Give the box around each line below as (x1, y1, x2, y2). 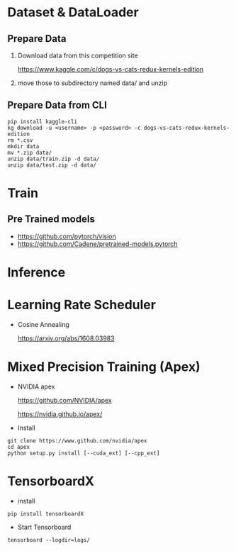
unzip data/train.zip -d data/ (7, 155, 100, 162)
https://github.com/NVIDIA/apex (17, 396, 112, 404)
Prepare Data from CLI (7, 99, 108, 111)
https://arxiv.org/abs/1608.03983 (17, 334, 115, 343)
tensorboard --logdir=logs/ (7, 536, 91, 543)
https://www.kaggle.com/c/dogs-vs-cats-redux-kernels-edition (17, 65, 204, 73)
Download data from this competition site (17, 51, 138, 60)
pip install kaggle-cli (7, 118, 78, 125)
